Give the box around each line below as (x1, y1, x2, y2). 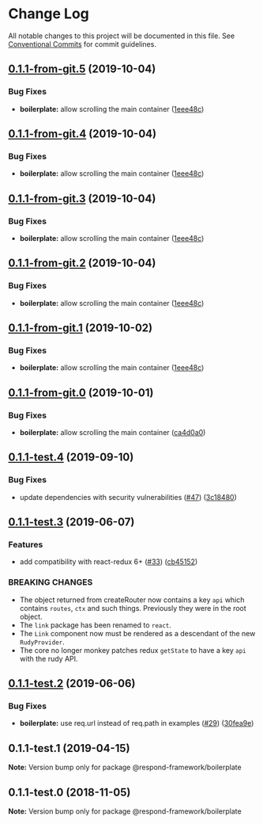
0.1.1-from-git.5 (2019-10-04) (8, 63, 156, 76)
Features (8, 540, 43, 551)
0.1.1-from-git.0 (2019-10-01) (8, 386, 154, 399)
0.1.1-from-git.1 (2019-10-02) (8, 322, 152, 335)
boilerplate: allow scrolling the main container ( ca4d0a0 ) (19, 428, 206, 437)
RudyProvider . (19, 637, 65, 647)
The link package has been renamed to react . (19, 620, 172, 630)
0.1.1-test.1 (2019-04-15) (8, 742, 130, 755)
